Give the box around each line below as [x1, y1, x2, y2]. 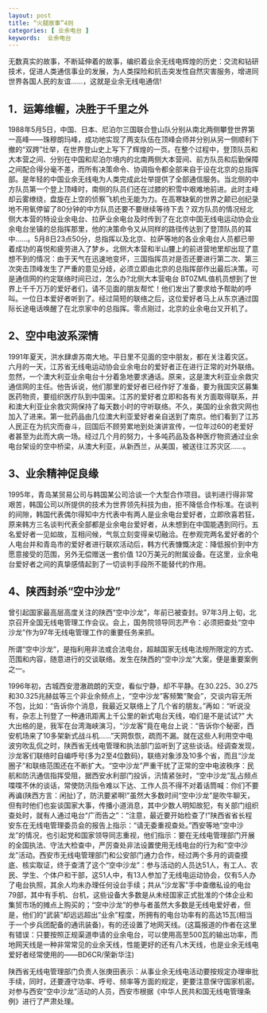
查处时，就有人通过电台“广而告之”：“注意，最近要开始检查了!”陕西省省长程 [8, 810, 253, 820]
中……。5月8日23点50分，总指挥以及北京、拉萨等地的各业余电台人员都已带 [8, 234, 255, 244]
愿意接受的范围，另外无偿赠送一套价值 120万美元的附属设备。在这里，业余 [8, 549, 252, 559]
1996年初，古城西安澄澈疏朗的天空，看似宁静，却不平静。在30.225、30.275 [8, 681, 258, 691]
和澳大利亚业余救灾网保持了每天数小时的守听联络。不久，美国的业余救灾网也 [8, 401, 259, 411]
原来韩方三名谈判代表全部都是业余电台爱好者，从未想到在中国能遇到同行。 [8, 519, 252, 529]
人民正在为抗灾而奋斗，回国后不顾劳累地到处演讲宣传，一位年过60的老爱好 [8, 421, 254, 431]
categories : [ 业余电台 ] [8, 26, 90, 34]
